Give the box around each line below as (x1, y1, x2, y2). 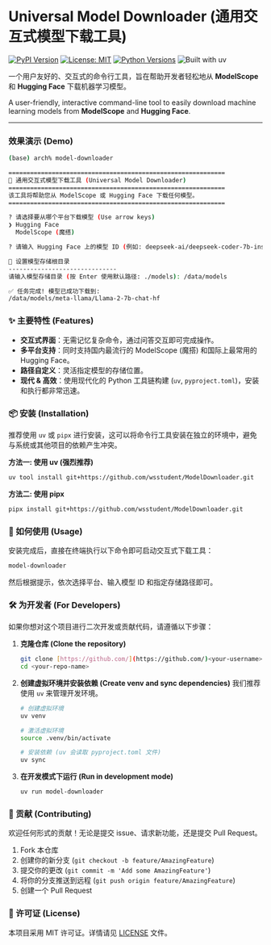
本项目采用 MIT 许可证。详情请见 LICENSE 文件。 (8, 927, 172, 937)
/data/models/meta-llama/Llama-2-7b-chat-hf (8, 295, 161, 303)
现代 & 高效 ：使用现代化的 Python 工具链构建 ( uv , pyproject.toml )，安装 (19, 375, 260, 385)
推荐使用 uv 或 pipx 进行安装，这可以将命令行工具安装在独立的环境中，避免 (8, 429, 257, 440)
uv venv (19, 712, 46, 720)
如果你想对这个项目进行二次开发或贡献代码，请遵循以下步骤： (8, 622, 214, 632)
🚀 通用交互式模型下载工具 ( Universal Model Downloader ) (8, 176, 187, 184)
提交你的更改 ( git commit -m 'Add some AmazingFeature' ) (19, 865, 211, 876)
